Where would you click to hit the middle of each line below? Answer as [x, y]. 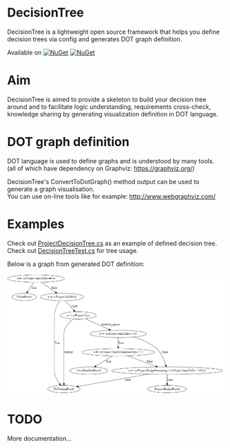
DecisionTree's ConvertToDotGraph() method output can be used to [103, 181]
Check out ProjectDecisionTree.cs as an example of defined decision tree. [112, 243]
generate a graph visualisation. [51, 189]
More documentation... [40, 438]
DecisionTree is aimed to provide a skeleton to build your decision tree [107, 99]
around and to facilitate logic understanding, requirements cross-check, [109, 106]
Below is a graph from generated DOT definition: [76, 264]
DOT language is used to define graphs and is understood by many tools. [111, 161]
